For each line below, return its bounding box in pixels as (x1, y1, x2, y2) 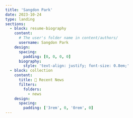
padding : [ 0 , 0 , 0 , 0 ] (23, 54, 71, 59)
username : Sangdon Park (18, 40, 69, 45)
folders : (23, 86, 42, 92)
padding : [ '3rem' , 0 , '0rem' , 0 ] (23, 105, 94, 110)
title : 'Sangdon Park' (5, 7, 53, 13)
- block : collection (10, 68, 53, 73)
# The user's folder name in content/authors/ (18, 36, 118, 41)
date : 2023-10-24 (5, 12, 42, 17)
